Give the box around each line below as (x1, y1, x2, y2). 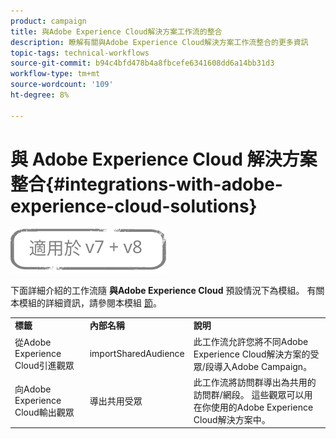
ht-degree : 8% (10, 90, 70, 100)
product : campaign (10, 16, 87, 26)
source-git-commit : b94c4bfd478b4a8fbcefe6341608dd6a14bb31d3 (10, 58, 275, 69)
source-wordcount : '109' (10, 80, 114, 90)
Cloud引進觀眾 (14, 360, 75, 372)
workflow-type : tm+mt (10, 69, 101, 79)
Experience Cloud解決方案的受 (193, 348, 320, 360)
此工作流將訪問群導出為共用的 (193, 376, 317, 388)
